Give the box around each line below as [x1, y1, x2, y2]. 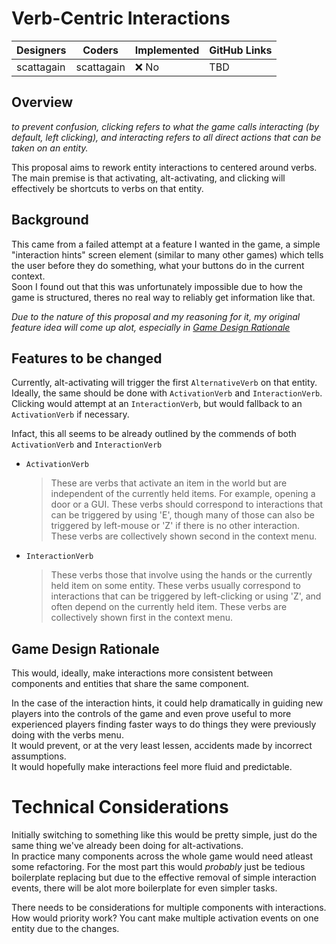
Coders [82, 43, 119, 57]
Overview [11, 94, 74, 111]
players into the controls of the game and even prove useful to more [11, 708, 292, 720]
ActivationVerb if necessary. [11, 408, 130, 421]
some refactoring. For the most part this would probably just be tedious [11, 861, 306, 873]
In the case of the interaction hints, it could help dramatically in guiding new [11, 697, 324, 709]
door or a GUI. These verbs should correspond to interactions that [50, 498, 324, 511]
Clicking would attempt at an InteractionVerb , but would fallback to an [11, 398, 303, 410]
